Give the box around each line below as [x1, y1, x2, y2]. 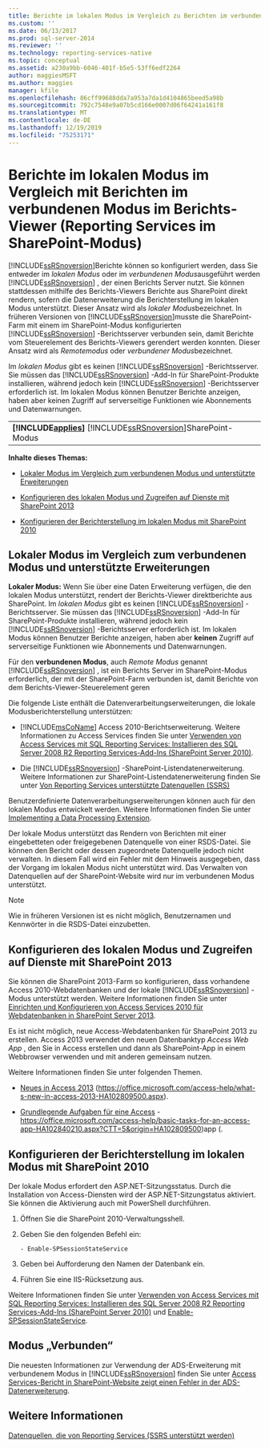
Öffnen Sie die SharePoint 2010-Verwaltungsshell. [19, 1214, 186, 1223]
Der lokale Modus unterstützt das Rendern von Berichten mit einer [8, 828, 227, 839]
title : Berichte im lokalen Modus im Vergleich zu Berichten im [8, 11, 227, 20]
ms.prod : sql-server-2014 [8, 34, 94, 43]
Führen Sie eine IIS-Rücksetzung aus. [19, 1275, 144, 1284]
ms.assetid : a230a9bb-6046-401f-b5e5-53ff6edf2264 [8, 64, 181, 72]
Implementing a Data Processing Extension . [8, 813, 152, 823]
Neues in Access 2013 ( [19, 1083, 98, 1092]
